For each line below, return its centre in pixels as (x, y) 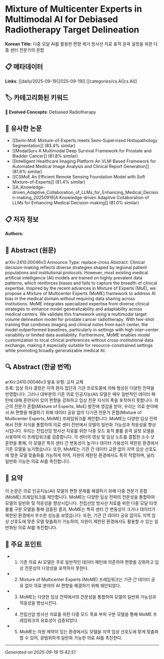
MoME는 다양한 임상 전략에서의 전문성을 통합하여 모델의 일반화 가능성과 (88, 597)
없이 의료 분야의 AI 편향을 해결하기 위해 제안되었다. (73, 586)
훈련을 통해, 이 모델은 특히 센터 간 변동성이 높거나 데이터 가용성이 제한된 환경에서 (82, 443)
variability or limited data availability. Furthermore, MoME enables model (78, 335)
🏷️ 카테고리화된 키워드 (37, 98)
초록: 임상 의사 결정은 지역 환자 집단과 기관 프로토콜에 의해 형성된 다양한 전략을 (80, 388)
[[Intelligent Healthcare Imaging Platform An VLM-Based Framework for (84, 161)
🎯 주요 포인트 (24, 544)
